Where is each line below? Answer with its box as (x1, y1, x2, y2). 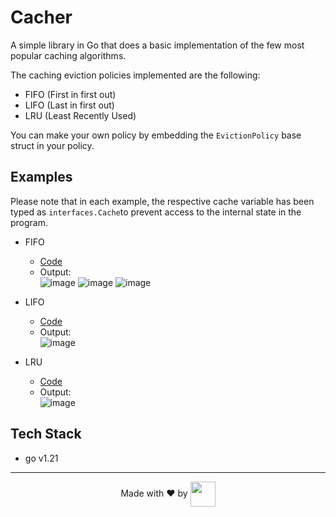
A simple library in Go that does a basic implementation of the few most (10, 39, 305, 51)
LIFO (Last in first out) (24, 99, 115, 111)
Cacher (10, 6, 73, 29)
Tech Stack (10, 426, 82, 443)
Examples (10, 169, 73, 186)
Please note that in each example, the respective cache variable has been (10, 195, 315, 207)
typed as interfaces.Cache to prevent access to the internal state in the (10, 206, 302, 218)
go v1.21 (24, 452, 59, 464)
